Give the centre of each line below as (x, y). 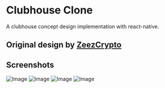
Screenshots (30, 65)
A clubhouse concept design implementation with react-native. (83, 26)
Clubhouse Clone (49, 10)
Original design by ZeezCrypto (64, 45)
